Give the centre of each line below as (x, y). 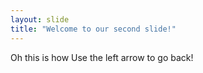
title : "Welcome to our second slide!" (93, 29)
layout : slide (40, 19)
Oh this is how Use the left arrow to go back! (102, 57)
